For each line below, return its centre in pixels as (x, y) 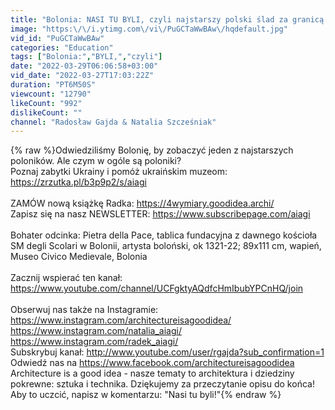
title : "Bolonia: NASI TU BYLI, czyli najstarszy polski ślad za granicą (167, 19)
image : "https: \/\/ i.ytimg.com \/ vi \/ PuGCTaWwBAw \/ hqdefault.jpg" (149, 29)
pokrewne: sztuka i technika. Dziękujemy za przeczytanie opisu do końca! (162, 384)
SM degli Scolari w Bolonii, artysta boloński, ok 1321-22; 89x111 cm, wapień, (166, 246)
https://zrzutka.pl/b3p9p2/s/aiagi (78, 182)
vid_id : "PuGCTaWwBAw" (57, 38)
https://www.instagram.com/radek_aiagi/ (94, 342)
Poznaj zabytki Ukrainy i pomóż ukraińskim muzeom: (119, 172)
